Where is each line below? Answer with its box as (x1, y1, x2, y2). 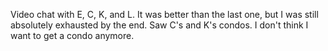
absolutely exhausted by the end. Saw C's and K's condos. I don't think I (10, 19, 309, 31)
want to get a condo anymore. (10, 30, 135, 41)
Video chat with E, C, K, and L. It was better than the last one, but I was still (10, 9, 319, 20)
